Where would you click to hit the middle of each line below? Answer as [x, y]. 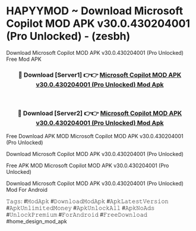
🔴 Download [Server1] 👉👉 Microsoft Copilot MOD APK [100, 74]
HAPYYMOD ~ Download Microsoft [95, 11]
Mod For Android [27, 189]
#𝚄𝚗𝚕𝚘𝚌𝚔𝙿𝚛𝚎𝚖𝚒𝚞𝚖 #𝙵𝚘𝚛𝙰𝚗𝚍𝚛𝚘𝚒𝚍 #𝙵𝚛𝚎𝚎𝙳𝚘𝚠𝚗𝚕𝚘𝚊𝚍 [77, 214]
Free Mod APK [24, 59]
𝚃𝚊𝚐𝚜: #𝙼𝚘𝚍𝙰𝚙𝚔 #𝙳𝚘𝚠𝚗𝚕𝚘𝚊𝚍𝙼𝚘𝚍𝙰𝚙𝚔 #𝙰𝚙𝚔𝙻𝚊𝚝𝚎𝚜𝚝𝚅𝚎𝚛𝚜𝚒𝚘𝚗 [88, 201]
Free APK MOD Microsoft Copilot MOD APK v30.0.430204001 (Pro [88, 166]
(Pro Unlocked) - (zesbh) [68, 36]
